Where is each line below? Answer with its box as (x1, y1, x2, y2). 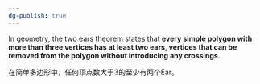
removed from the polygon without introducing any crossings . (8, 50, 221, 60)
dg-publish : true (8, 11, 67, 20)
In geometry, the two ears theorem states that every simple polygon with (8, 34, 253, 43)
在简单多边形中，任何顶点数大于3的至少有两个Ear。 (8, 67, 180, 77)
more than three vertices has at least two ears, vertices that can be (8, 42, 237, 52)
